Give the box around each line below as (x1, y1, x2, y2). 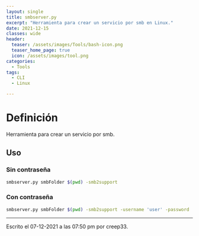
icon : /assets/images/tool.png (11, 53, 89, 59)
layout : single (6, 8, 44, 15)
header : (6, 36, 25, 42)
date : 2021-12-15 (6, 25, 49, 31)
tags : (6, 69, 20, 75)
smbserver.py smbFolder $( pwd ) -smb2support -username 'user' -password (6, 206, 190, 212)
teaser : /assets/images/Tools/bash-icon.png (11, 42, 123, 48)
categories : (6, 58, 36, 64)
